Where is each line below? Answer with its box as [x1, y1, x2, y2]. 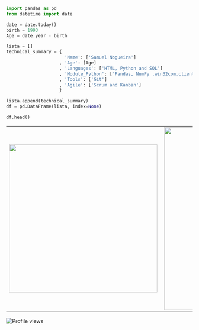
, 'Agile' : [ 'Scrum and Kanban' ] [59, 82, 142, 88]
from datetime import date [6, 11, 73, 17]
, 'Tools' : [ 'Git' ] [59, 76, 108, 82]
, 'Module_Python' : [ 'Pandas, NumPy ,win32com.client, [59, 71, 197, 77]
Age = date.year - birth [6, 33, 68, 38]
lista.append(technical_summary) [6, 98, 89, 104]
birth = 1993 [6, 27, 38, 33]
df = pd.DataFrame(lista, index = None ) [6, 103, 102, 109]
